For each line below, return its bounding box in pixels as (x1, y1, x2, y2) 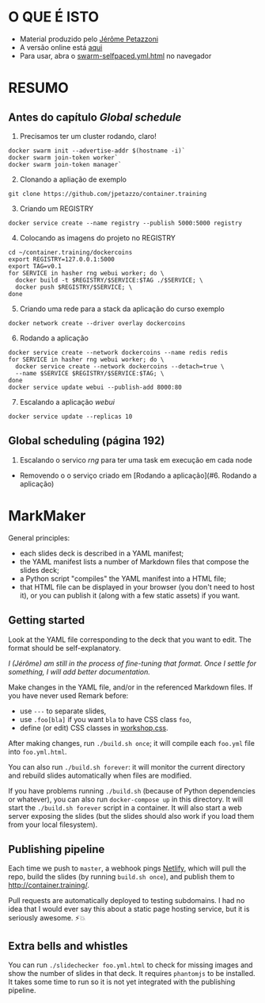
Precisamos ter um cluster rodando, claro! (19, 131, 157, 140)
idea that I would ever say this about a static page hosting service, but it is (8, 905, 250, 914)
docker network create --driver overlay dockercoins (8, 319, 186, 327)
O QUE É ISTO (8, 8, 100, 26)
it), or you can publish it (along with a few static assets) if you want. (19, 590, 240, 600)
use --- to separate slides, (19, 706, 107, 716)
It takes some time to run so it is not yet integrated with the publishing (8, 977, 236, 987)
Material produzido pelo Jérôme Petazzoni (19, 34, 159, 44)
